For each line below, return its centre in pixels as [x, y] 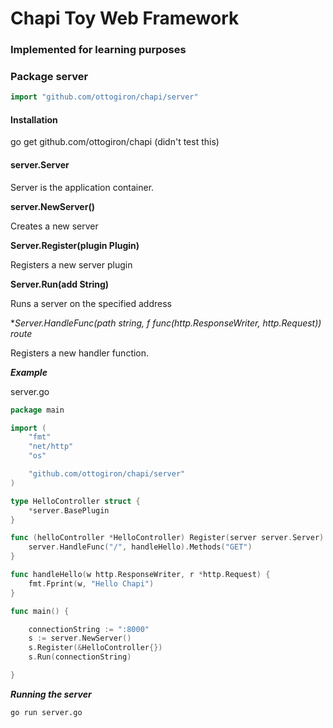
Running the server [51, 694]
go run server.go [46, 712]
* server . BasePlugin [69, 510]
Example [29, 372]
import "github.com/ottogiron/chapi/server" [104, 97]
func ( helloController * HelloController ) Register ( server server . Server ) [167, 538]
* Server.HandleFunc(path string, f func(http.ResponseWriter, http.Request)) [166, 323]
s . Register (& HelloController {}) [95, 648]
